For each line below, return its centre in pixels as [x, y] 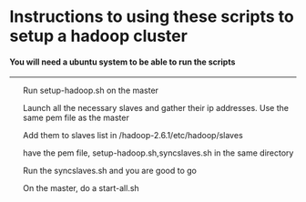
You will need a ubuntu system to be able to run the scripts [122, 62]
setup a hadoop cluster [99, 36]
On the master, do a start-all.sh [81, 188]
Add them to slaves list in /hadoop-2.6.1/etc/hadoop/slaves [133, 136]
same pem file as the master [76, 118]
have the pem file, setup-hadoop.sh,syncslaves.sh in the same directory [158, 153]
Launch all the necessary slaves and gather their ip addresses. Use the [156, 108]
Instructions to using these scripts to [152, 17]
